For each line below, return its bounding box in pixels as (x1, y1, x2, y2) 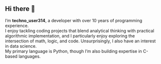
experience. (5, 23, 29, 28)
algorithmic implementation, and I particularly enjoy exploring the (5, 33, 135, 38)
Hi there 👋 (5, 5, 35, 13)
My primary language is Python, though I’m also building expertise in (5, 48, 142, 54)
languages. (18, 53, 41, 59)
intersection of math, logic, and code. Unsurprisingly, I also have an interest (5, 38, 156, 44)
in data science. (5, 43, 37, 49)
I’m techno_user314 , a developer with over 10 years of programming (5, 17, 142, 23)
